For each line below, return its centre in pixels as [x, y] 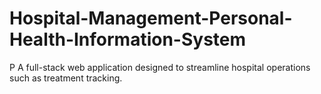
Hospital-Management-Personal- [151, 18]
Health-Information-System [128, 39]
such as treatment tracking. [66, 78]
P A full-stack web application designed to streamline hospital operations [160, 67]
